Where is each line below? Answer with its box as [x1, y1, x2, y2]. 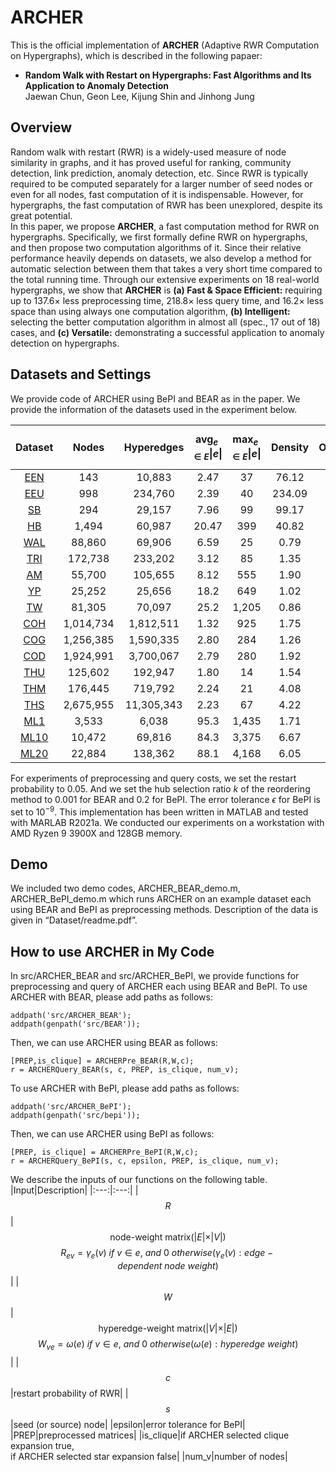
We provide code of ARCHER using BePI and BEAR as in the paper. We [10, 392, 301, 405]
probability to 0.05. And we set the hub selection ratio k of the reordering [10, 782, 311, 795]
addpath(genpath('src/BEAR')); [10, 1019, 141, 1030]
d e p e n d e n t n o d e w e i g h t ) [117, 1260, 219, 1272]
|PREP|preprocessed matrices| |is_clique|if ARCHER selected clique [10, 1429, 290, 1441]
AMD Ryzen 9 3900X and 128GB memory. [10, 827, 183, 839]
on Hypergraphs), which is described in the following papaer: [10, 49, 263, 61]
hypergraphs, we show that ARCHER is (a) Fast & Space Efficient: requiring [10, 284, 323, 296]
